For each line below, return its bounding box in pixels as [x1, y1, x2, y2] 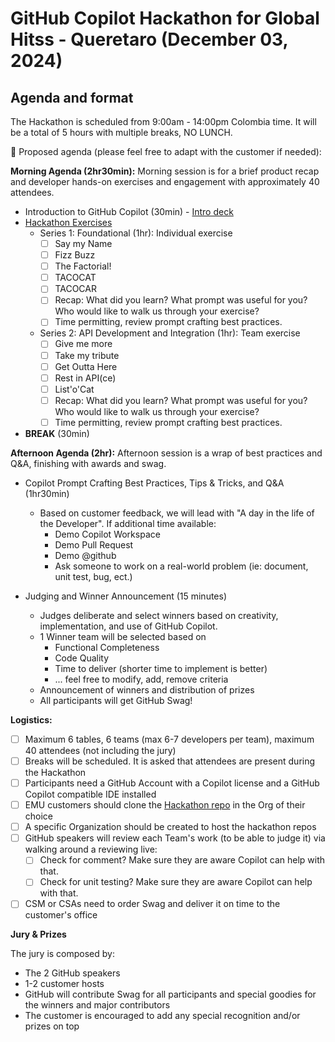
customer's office [24, 909, 98, 921]
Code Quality [54, 652, 110, 664]
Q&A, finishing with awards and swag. [10, 457, 167, 469]
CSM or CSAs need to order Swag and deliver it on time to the [24, 898, 281, 910]
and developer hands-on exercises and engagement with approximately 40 [10, 176, 320, 187]
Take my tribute [54, 349, 120, 361]
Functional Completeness [54, 641, 160, 653]
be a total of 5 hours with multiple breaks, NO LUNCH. [10, 127, 233, 138]
